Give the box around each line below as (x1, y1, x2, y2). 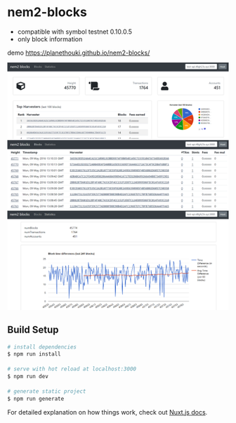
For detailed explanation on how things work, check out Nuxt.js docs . (7, 408, 208, 416)
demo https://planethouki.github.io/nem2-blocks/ (7, 48, 150, 57)
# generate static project (7, 387, 86, 395)
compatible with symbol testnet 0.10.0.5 (17, 27, 132, 36)
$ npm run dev (7, 373, 49, 380)
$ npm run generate (7, 395, 65, 402)
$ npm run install (7, 351, 61, 358)
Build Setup (7, 324, 59, 336)
